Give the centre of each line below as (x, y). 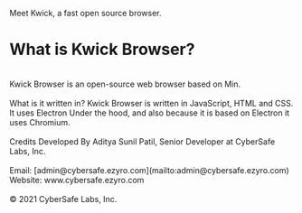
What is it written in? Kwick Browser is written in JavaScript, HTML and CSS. (151, 103)
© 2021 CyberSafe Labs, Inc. (63, 199)
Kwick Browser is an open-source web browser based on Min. (125, 84)
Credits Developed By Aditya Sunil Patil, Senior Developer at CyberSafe (142, 141)
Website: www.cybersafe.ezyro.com (77, 180)
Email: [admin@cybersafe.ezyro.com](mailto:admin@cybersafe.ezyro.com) (149, 170)
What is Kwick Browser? (102, 50)
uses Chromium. (40, 122)
